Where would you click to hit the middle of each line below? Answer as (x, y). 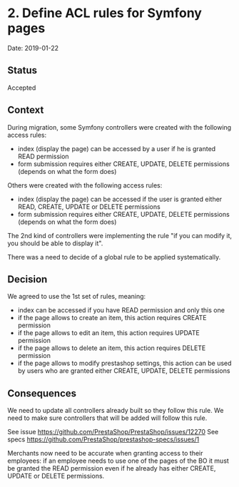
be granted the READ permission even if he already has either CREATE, (112, 468)
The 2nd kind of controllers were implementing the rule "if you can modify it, (120, 235)
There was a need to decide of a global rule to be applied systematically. (114, 257)
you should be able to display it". (55, 243)
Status (22, 70)
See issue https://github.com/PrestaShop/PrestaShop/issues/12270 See (113, 432)
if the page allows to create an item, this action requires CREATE (112, 318)
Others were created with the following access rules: (85, 185)
